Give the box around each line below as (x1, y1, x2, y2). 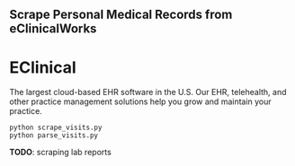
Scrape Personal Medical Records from (9, 7, 233, 22)
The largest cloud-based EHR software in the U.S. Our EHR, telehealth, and (9, 87, 287, 98)
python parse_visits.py (9, 131, 99, 140)
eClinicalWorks (9, 22, 97, 37)
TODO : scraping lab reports (9, 147, 112, 158)
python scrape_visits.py (9, 123, 103, 133)
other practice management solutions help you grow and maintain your (9, 96, 272, 107)
